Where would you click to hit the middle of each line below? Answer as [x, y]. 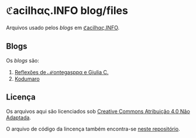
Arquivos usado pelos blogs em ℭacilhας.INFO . [63, 27]
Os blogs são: [23, 60]
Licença [21, 97]
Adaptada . [18, 118]
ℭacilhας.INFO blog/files [67, 11]
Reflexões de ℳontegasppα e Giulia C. [61, 72]
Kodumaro [27, 78]
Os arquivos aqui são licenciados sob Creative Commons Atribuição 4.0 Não [98, 111]
